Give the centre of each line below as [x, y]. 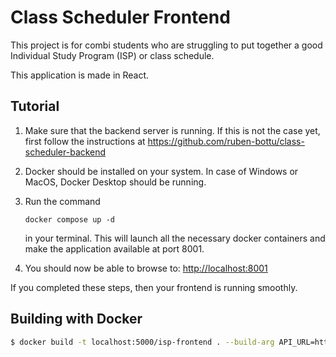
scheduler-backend [65, 152]
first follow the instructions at [85, 141]
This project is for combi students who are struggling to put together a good [166, 45]
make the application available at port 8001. [114, 248]
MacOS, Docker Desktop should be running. [115, 182]
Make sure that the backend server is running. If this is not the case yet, [172, 130]
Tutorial [35, 106]
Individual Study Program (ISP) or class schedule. [112, 55]
